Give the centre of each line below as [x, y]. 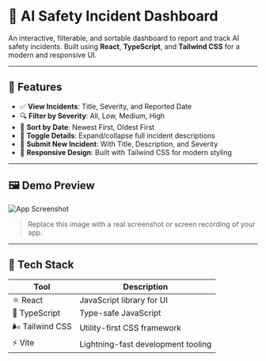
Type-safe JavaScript [120, 313]
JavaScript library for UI [123, 300]
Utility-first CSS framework [130, 328]
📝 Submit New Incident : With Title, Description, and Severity [119, 144]
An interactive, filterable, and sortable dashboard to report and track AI [124, 38]
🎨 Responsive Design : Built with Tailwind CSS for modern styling [125, 152]
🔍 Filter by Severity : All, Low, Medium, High [92, 116]
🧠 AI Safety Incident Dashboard [113, 16]
